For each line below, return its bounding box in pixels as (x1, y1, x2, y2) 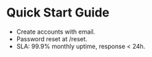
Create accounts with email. (16, 27, 96, 36)
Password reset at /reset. (16, 34, 88, 43)
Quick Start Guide (6, 5, 110, 21)
